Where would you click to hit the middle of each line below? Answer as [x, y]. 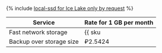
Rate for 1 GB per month [119, 22]
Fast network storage [38, 32]
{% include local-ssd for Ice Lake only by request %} [70, 8]
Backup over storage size [44, 41]
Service [44, 22]
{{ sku [92, 32]
